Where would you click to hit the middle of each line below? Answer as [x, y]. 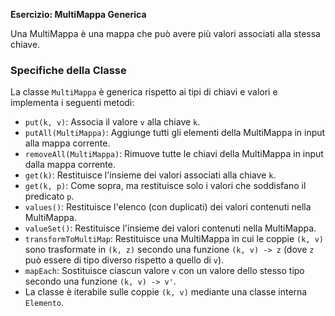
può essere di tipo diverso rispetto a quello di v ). [124, 260]
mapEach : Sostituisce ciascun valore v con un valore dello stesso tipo [164, 271]
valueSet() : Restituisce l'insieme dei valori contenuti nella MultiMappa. [170, 228]
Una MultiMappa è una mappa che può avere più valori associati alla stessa [165, 33]
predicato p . [49, 196]
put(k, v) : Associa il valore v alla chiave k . [112, 122]
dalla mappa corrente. [70, 165]
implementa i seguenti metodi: [72, 103]
